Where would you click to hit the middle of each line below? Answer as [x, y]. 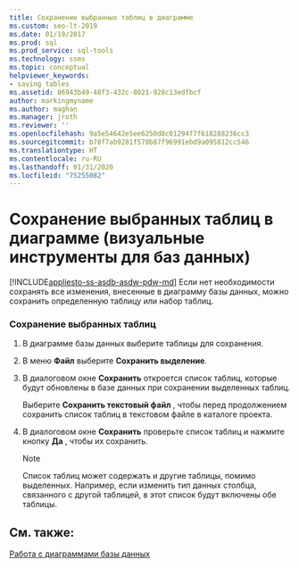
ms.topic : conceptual [50, 68]
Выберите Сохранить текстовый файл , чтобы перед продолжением [154, 405]
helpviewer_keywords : [50, 76]
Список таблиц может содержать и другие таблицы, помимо [139, 476]
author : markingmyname [51, 100]
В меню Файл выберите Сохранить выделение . [115, 361]
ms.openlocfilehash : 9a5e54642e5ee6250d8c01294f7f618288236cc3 [129, 134]
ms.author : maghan [43, 109]
